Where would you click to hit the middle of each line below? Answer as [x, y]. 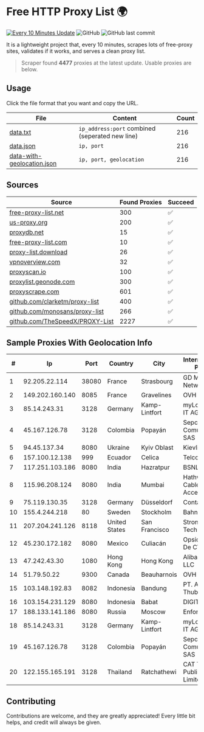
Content [125, 118]
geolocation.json [33, 163]
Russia [117, 612]
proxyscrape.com [34, 291]
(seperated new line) [108, 136]
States [116, 530]
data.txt [20, 132]
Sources [22, 185]
